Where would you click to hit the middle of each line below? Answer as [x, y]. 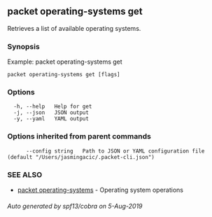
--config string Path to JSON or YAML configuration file [115, 151]
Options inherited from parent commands [79, 136]
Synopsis [23, 46]
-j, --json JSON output [51, 113]
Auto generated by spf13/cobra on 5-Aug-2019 [75, 206]
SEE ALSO [25, 174]
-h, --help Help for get [53, 107]
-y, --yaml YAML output [51, 119]
